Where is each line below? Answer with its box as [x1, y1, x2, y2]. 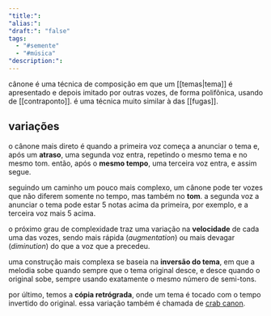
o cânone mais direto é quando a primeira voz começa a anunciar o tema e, [8, 141, 260, 150]
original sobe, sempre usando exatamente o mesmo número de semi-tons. [8, 274, 257, 284]
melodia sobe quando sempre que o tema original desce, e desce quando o [8, 265, 260, 275]
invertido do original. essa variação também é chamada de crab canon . [8, 298, 246, 308]
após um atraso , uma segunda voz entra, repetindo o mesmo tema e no [8, 150, 248, 159]
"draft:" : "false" [8, 27, 70, 35]
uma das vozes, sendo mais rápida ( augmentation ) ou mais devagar [8, 232, 235, 242]
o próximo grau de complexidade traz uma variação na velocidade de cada [8, 224, 260, 234]
